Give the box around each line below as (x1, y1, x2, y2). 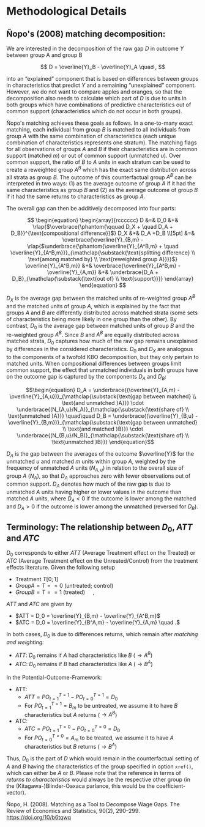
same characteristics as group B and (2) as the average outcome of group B (6, 187, 198, 194)
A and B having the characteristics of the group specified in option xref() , (6, 763, 193, 770)
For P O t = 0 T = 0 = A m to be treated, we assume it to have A (24, 733, 174, 743)
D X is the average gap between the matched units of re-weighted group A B (6, 294, 196, 303)
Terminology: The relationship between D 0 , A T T (6, 522, 193, 533)
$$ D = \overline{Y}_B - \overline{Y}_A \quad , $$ (40, 63, 165, 70)
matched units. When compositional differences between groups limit (6, 360, 182, 367)
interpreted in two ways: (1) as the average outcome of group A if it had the (6, 180, 196, 187)
